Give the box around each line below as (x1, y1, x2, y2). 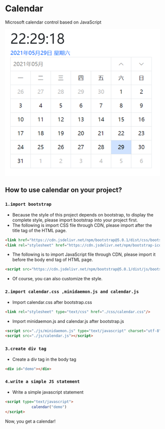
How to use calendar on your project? (5, 186, 122, 194)
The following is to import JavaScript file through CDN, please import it (12, 251, 156, 258)
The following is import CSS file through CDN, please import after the (12, 222, 152, 228)
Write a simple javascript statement (12, 389, 84, 395)
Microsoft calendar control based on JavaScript (5, 19, 102, 25)
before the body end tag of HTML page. (12, 257, 93, 263)
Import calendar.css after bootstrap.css (12, 299, 92, 305)
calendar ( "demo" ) (31, 404, 67, 409)
